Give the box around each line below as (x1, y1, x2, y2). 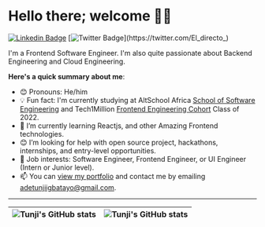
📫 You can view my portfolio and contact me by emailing (19, 171, 206, 181)
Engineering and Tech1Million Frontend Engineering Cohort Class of (19, 104, 240, 113)
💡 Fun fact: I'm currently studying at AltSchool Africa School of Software (19, 95, 256, 104)
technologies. (19, 129, 65, 138)
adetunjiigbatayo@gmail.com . (19, 182, 117, 192)
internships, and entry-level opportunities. (19, 145, 156, 156)
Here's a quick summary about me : (8, 71, 125, 81)
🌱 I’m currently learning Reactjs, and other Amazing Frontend (19, 121, 218, 130)
